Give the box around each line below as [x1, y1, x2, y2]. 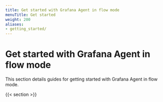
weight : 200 [5, 17, 31, 22]
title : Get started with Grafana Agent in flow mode [5, 7, 120, 13]
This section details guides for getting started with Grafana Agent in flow [5, 76, 158, 82]
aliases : [5, 21, 24, 27]
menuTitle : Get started [5, 12, 56, 17]
